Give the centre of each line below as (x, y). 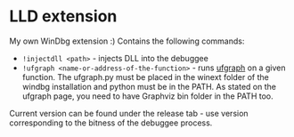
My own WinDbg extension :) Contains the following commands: (127, 41)
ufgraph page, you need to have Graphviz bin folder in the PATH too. (147, 96)
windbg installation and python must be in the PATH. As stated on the (149, 86)
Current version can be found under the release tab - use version (129, 113)
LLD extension (63, 16)
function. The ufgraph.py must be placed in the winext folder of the (145, 77)
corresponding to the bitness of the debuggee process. (111, 123)
